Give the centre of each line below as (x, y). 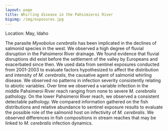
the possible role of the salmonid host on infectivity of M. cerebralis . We (79, 112)
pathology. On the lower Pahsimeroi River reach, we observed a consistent (82, 96)
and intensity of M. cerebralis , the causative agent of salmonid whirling (78, 75)
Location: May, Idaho (27, 34)
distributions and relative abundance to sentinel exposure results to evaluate (84, 107)
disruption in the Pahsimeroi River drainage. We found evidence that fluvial (82, 54)
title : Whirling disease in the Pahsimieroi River (59, 15)
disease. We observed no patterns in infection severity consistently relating (83, 80)
